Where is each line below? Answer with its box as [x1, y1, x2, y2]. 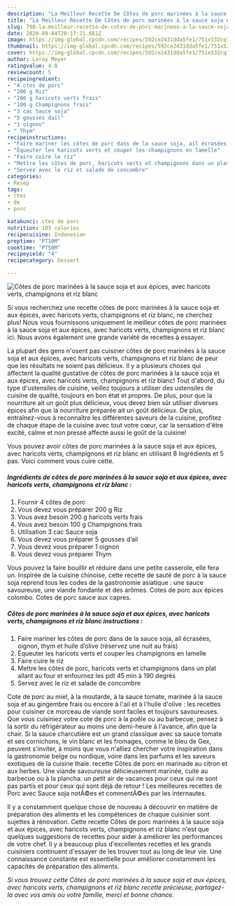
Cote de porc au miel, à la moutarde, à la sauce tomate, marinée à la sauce [7, 692, 222, 700]
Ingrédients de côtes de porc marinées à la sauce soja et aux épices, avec [7, 473, 227, 481]
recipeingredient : [7, 75, 61, 83]
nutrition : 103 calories [7, 225, 80, 232]
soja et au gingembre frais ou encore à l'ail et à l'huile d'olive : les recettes [7, 700, 221, 708]
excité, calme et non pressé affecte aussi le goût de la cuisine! [7, 428, 187, 437]
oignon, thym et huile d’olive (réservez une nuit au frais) [17, 642, 178, 650]
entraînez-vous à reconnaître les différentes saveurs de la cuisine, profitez [7, 413, 222, 422]
